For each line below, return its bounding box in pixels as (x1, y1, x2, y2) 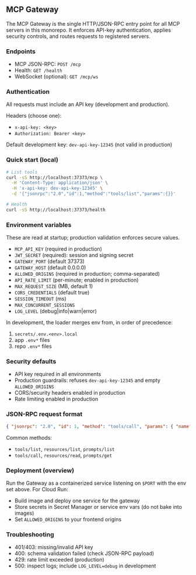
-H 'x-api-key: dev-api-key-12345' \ (11, 186, 103, 191)
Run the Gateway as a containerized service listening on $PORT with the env (6, 480, 187, 487)
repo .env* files (14, 343, 52, 350)
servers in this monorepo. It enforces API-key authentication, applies (6, 26, 171, 33)
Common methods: (6, 434, 52, 441)
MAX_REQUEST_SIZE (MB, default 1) (14, 283, 93, 290)
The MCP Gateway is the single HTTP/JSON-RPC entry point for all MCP (6, 20, 180, 27)
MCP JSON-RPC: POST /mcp (14, 61, 81, 68)
